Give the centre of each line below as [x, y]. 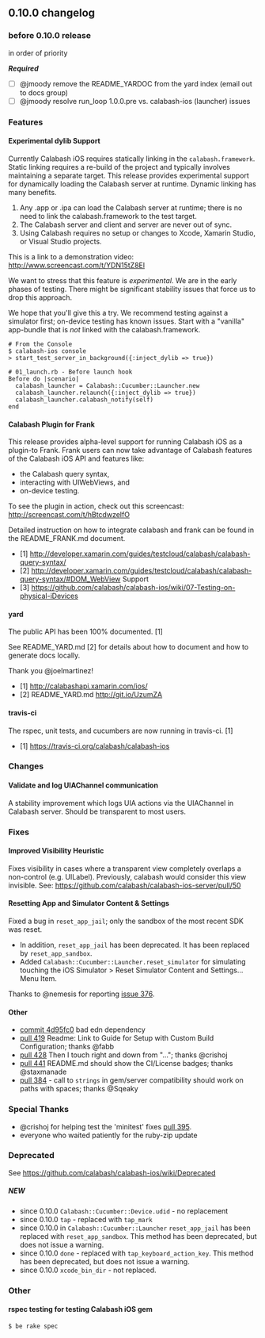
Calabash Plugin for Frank [51, 424]
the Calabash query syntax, [64, 474]
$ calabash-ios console [47, 351]
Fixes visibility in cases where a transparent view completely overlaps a [125, 868]
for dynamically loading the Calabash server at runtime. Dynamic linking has [132, 184]
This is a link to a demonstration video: [71, 256]
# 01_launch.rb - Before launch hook [70, 372]
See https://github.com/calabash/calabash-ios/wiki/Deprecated [112, 1172]
